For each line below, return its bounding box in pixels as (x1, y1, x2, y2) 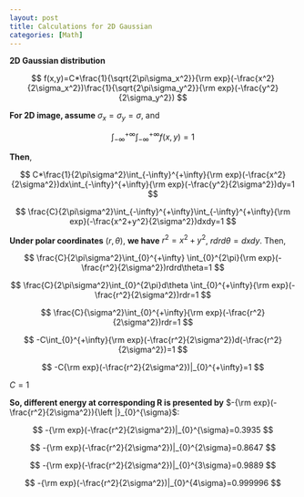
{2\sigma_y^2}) (117, 92, 176, 103)
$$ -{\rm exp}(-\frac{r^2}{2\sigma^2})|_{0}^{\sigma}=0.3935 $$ (32, 425, 274, 436)
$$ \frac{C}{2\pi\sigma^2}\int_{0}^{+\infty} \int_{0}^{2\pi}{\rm (24, 253, 257, 264)
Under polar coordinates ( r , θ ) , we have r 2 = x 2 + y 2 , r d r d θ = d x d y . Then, (9, 233, 287, 246)
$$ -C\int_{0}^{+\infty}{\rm (24, 335, 126, 346)
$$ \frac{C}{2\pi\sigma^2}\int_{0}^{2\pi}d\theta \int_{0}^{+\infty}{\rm (10, 280, 270, 291)
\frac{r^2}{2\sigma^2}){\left (9, 407, 113, 418)
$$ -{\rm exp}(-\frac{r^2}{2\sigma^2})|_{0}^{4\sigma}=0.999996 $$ (24, 478, 282, 489)
